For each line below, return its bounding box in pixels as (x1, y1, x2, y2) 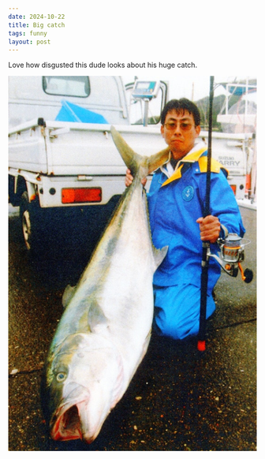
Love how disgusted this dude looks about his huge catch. (8, 60, 198, 70)
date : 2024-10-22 (8, 13, 65, 21)
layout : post (8, 38, 51, 46)
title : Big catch (8, 21, 65, 29)
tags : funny (8, 29, 47, 37)
